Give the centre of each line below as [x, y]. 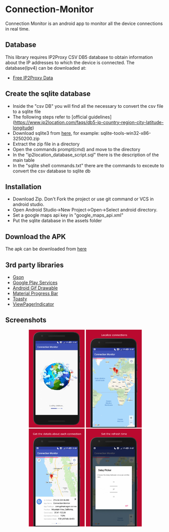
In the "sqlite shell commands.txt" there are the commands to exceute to [88, 165]
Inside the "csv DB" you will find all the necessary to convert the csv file [88, 106]
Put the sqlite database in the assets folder [57, 221]
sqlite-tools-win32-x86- [126, 133]
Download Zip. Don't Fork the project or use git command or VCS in [83, 199]
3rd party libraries [35, 265]
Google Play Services [35, 283]
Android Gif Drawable [35, 288]
